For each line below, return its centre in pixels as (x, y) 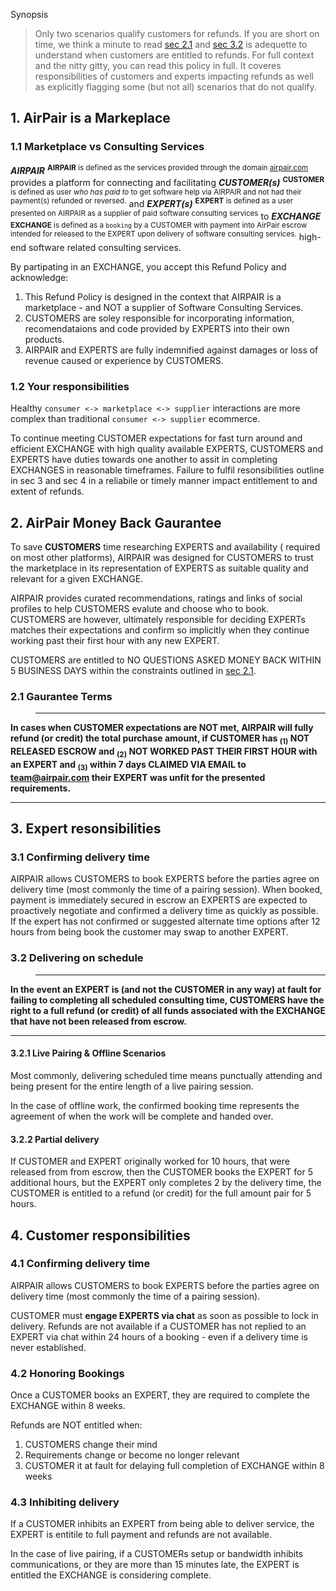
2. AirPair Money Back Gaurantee (116, 522)
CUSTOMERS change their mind (91, 1445)
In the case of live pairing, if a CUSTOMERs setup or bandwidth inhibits (157, 1554)
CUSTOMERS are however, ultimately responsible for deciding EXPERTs (158, 620)
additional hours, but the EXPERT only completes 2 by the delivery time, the (166, 1183)
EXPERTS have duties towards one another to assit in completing (144, 460)
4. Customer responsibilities (100, 1235)
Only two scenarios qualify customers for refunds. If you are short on (177, 33)
